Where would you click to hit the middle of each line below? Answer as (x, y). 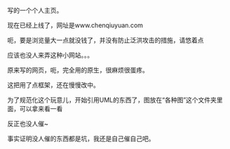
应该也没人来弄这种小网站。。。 (50, 55)
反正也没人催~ (28, 124)
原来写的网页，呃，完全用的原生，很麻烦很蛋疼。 (78, 70)
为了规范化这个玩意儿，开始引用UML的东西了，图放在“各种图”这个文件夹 (112, 100)
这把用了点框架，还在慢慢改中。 (53, 85)
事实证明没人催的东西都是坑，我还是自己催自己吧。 (81, 138)
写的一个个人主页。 (35, 10)
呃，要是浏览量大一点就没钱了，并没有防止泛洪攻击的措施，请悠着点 (106, 40)
